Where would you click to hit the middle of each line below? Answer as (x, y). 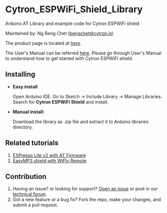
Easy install (25, 86)
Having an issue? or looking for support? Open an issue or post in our (85, 189)
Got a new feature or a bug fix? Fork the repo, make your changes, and (87, 200)
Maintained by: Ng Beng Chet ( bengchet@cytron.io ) (60, 33)
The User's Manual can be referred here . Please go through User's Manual (83, 53)
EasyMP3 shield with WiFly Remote (49, 161)
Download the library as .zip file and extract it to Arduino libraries (80, 121)
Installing (20, 74)
